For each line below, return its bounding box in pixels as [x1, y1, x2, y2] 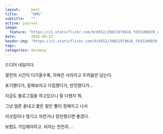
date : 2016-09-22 [5, 34, 53, 39]
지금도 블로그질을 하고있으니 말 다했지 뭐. [5, 93, 83, 99]
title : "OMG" [5, 12, 42, 17]
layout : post [5, 7, 40, 12]
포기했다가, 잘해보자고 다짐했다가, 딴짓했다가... [5, 82, 93, 88]
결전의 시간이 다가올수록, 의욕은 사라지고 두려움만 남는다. [5, 72, 113, 78]
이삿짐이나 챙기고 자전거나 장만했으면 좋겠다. [5, 113, 90, 119]
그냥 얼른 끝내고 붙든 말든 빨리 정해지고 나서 [5, 103, 88, 109]
